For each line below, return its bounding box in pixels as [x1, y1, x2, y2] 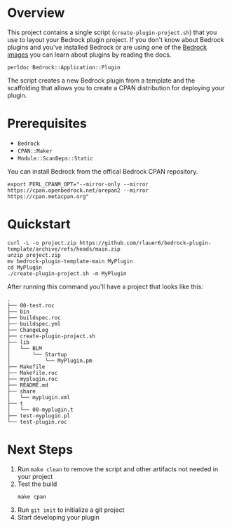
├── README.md [7, 382, 49, 389]
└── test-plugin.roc [7, 418, 68, 425]
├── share [7, 387, 36, 395]
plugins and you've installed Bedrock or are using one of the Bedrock [7, 43, 207, 51]
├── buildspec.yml [7, 320, 61, 327]
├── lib [7, 338, 30, 346]
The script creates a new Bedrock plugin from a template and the [7, 76, 196, 85]
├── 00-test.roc [7, 302, 55, 309]
